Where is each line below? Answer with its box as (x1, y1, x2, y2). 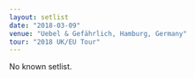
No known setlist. (9, 61, 72, 72)
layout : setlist (9, 12, 69, 22)
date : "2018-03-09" (9, 21, 81, 30)
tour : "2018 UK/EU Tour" (9, 37, 101, 47)
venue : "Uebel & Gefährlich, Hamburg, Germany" (9, 29, 188, 38)
